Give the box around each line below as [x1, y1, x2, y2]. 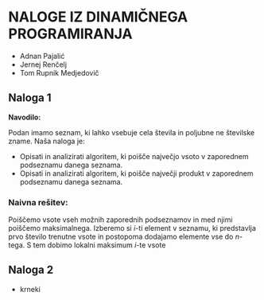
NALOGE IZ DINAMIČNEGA [8, 8, 188, 26]
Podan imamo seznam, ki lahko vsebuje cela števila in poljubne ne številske [8, 127, 255, 137]
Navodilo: [8, 112, 41, 122]
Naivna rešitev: [8, 197, 68, 208]
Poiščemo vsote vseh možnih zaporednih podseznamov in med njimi [8, 215, 233, 224]
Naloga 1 [8, 92, 52, 105]
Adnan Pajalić [19, 51, 65, 60]
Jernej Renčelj [19, 60, 68, 69]
